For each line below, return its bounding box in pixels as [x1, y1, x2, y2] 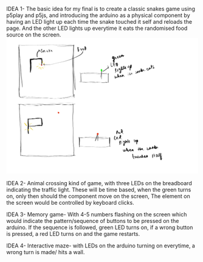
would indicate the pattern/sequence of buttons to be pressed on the [6, 217, 179, 224]
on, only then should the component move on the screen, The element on [6, 192, 190, 200]
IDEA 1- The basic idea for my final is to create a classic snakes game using [6, 5, 196, 12]
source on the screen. [6, 31, 61, 38]
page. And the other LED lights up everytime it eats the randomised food [6, 24, 188, 32]
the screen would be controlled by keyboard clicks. [6, 199, 135, 206]
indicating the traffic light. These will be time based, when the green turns [6, 186, 191, 193]
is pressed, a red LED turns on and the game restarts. [6, 230, 140, 237]
